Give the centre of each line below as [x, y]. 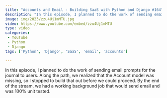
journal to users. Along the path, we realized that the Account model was [80, 75]
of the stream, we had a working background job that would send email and [83, 86]
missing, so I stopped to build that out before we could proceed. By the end [83, 81]
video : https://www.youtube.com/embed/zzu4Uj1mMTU [59, 24]
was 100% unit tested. [28, 91]
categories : [17, 33]
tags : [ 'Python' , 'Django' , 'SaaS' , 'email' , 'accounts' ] [66, 51]
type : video [17, 28]
